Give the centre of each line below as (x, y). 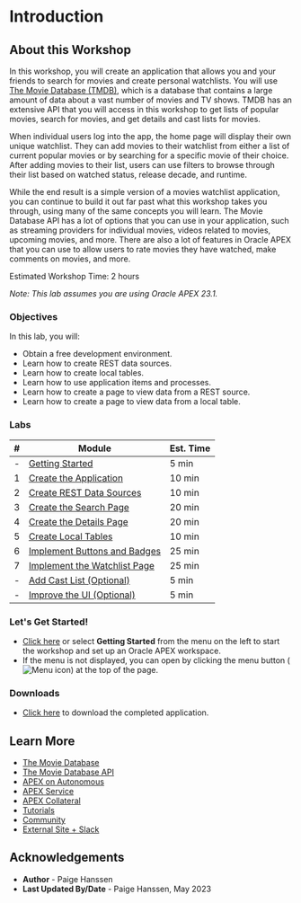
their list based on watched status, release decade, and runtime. (128, 174)
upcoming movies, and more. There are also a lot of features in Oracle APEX (150, 239)
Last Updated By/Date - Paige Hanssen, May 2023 (117, 889)
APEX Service (48, 791)
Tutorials (39, 810)
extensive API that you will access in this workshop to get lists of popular (144, 109)
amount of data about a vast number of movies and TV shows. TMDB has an (150, 100)
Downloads (35, 693)
